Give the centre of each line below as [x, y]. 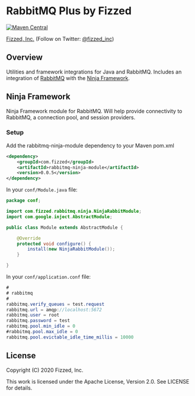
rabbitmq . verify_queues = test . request [55, 304]
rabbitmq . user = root [33, 315]
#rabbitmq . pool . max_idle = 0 [42, 332]
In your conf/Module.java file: [42, 190]
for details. [19, 388]
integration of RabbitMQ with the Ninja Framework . [68, 78]
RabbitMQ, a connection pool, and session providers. [71, 117]
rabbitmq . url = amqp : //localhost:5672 [54, 309]
